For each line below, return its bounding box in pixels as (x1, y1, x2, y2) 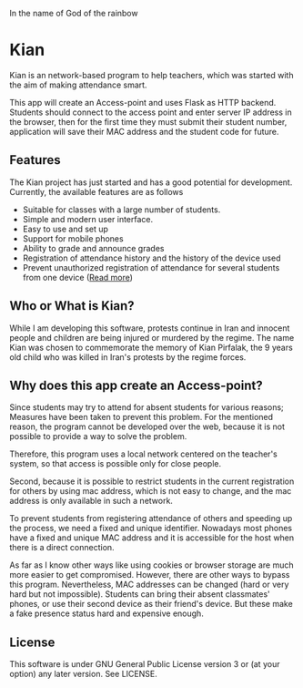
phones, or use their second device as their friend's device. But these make (9, 599, 293, 610)
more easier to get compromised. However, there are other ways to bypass (9, 570, 290, 580)
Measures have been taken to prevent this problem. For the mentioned (9, 412, 274, 423)
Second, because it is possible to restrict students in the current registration (9, 476, 295, 487)
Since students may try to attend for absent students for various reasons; (9, 402, 284, 413)
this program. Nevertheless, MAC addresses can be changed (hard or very (9, 579, 289, 590)
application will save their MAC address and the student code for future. (9, 126, 279, 137)
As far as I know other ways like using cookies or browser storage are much (9, 560, 294, 570)
